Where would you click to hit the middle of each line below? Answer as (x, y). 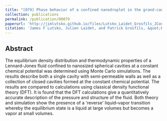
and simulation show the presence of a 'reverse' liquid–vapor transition (78, 103)
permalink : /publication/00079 (38, 19)
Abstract (19, 49)
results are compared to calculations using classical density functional (77, 87)
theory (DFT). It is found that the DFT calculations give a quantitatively (77, 92)
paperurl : (15, 24)
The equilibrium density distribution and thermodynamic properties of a (78, 60)
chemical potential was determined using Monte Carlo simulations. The (78, 71)
